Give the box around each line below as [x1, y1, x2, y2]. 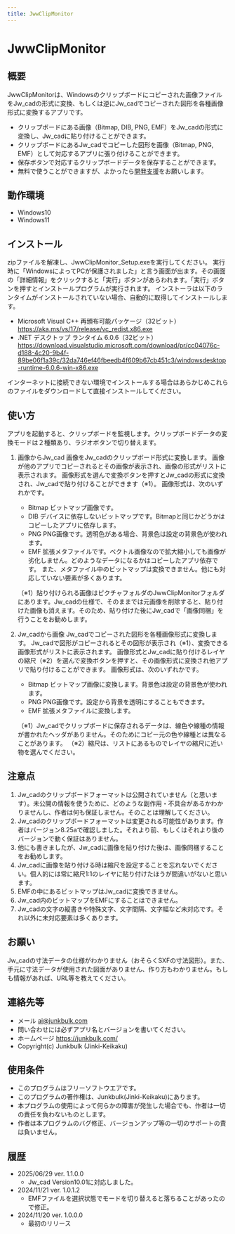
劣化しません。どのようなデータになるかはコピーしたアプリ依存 [27, 556, 213, 565]
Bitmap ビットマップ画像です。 [27, 504, 117, 512]
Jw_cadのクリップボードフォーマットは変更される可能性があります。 [17, 817, 217, 825]
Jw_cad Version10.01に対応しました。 [27, 1178, 137, 1186]
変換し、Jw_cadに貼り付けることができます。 [17, 132, 150, 140]
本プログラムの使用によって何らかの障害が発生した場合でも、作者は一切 [17, 1102, 226, 1110]
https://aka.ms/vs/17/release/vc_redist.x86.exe [17, 325, 153, 333]
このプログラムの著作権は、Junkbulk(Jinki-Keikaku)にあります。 [17, 1093, 204, 1101]
